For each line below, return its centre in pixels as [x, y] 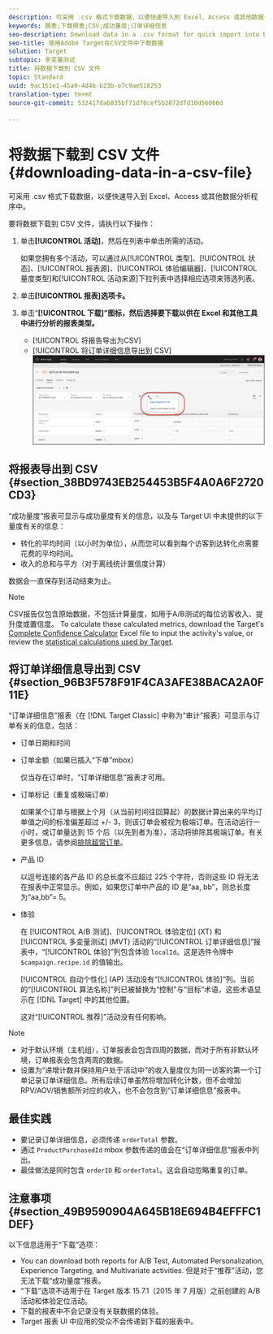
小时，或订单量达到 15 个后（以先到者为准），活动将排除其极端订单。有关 [141, 832]
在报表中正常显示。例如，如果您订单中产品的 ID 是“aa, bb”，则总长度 [135, 887]
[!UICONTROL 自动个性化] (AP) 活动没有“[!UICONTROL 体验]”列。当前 [137, 979]
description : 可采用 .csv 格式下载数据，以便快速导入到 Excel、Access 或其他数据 [136, 17]
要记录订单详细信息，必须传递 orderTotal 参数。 [101, 1140]
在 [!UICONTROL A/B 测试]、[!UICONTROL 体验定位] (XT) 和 [121, 932]
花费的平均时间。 [49, 553]
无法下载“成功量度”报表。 [63, 1281]
